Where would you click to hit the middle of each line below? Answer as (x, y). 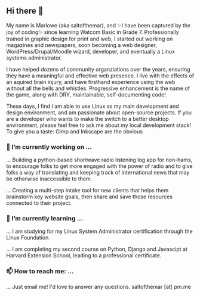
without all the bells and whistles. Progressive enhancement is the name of (98, 88)
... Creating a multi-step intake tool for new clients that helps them (87, 191)
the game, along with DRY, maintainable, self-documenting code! (86, 94)
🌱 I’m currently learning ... (45, 219)
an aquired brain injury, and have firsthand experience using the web (91, 82)
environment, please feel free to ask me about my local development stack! (99, 125)
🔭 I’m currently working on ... (49, 147)
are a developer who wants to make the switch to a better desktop (87, 119)
